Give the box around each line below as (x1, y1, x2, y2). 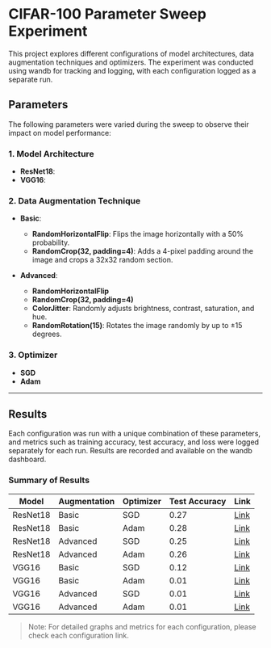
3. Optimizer (8, 349, 58, 360)
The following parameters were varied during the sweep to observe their (8, 119, 250, 129)
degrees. (31, 329, 62, 339)
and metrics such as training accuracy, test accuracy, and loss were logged (8, 437, 260, 447)
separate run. (8, 74, 53, 84)
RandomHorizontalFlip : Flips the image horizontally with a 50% (31, 229, 244, 239)
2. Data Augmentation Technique (8, 195, 141, 206)
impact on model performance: (8, 128, 111, 137)
